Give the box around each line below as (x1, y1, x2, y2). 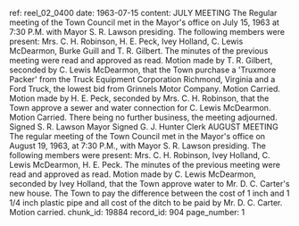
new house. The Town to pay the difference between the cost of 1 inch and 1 (9, 188, 290, 198)
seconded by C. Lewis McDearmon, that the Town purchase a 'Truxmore (9, 64, 277, 75)
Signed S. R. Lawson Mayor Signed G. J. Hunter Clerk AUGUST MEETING (9, 121, 278, 132)
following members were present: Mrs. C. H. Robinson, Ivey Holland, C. (9, 150, 270, 160)
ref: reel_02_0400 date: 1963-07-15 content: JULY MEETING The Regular (9, 8, 278, 18)
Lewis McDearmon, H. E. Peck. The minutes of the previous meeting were (9, 160, 281, 170)
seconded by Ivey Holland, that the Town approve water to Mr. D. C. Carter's (9, 179, 290, 188)
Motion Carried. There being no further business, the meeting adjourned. (9, 112, 278, 122)
